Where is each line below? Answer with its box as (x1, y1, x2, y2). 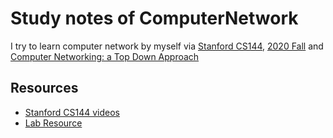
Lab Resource (24, 117, 83, 129)
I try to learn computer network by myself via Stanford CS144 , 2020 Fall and (10, 40, 324, 52)
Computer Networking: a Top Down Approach (10, 50, 200, 62)
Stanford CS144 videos (24, 106, 120, 118)
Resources (10, 80, 79, 97)
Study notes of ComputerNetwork (10, 7, 299, 30)
